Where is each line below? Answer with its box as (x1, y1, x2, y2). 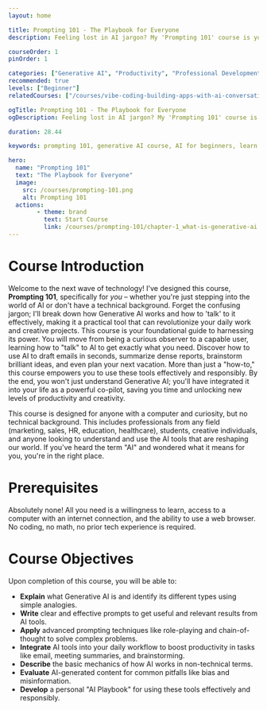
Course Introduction (8, 258, 145, 275)
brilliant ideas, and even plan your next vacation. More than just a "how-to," (8, 359, 256, 369)
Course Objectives (8, 549, 134, 568)
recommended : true (8, 77, 69, 85)
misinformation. (19, 676, 72, 685)
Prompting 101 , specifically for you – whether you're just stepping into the (8, 292, 250, 301)
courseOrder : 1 (8, 48, 59, 56)
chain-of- (218, 625, 250, 634)
